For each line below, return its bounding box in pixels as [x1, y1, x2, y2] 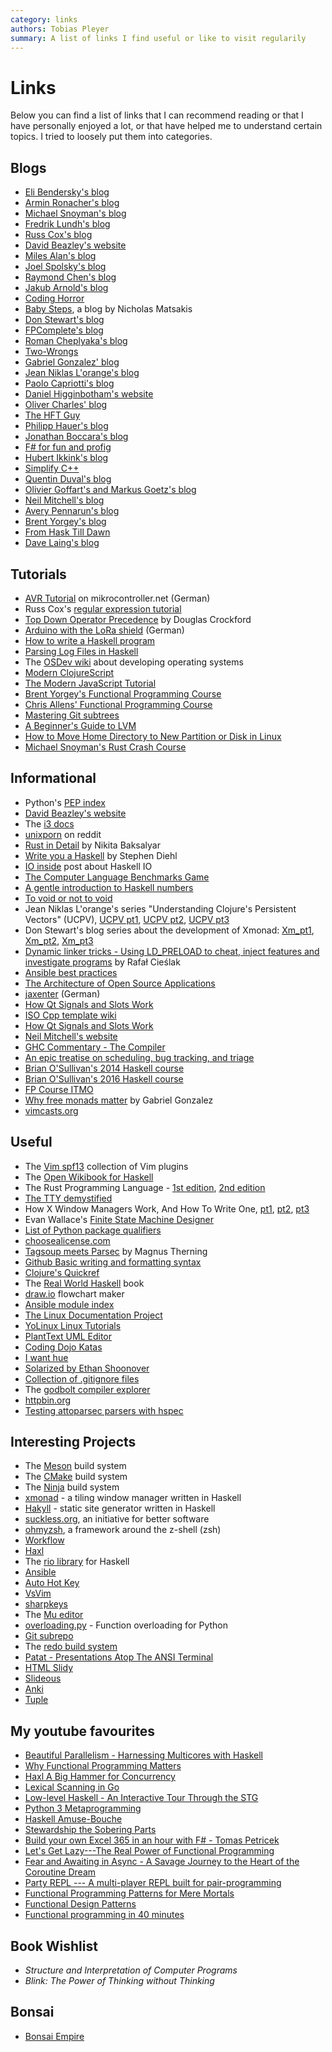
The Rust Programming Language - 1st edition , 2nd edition [24, 1181, 266, 1193]
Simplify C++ [24, 462, 80, 475]
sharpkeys [24, 1598, 68, 1610]
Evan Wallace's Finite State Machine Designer [24, 1213, 214, 1225]
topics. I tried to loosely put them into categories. [10, 131, 213, 143]
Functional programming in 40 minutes [24, 1909, 185, 1921]
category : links [10, 14, 78, 25]
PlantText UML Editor [24, 1330, 112, 1342]
